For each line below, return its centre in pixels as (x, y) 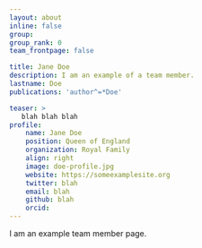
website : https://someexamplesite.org (98, 175)
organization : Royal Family (78, 150)
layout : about (36, 17)
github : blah (50, 200)
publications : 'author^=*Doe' (66, 92)
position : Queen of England (78, 141)
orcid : (38, 208)
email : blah (48, 192)
